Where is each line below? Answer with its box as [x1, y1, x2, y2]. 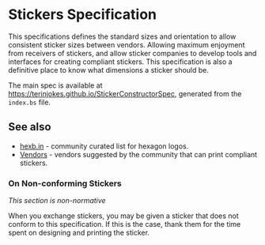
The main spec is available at [8, 81, 103, 90]
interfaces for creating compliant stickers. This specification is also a [8, 57, 233, 66]
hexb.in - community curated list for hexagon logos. [19, 141, 189, 151]
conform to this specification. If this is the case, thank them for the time [8, 220, 241, 229]
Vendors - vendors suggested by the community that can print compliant [19, 149, 258, 159]
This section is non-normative [8, 196, 106, 205]
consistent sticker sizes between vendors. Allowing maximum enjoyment [8, 40, 245, 49]
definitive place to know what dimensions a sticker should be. [8, 65, 210, 74]
